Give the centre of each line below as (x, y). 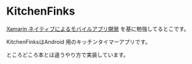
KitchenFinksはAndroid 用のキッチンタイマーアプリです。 (79, 41)
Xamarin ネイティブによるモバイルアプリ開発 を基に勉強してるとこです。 (98, 29)
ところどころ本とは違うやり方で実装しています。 (68, 55)
